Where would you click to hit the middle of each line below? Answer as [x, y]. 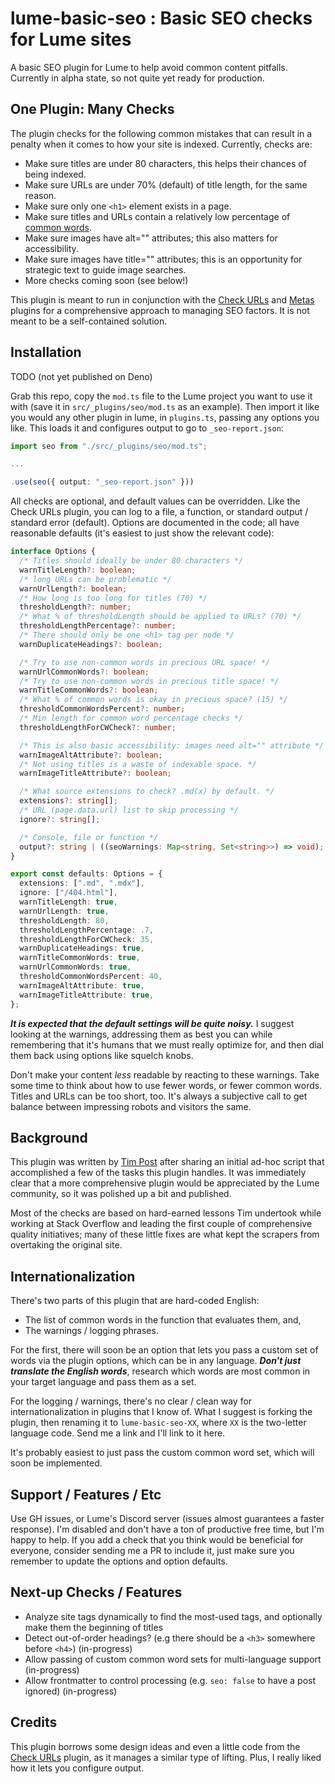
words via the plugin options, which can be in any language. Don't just [156, 1361]
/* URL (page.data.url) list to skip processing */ [129, 810]
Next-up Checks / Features [96, 1592]
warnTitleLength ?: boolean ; [78, 570]
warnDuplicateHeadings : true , [82, 948]
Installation [46, 352]
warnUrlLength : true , [64, 911]
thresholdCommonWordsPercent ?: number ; [102, 709]
